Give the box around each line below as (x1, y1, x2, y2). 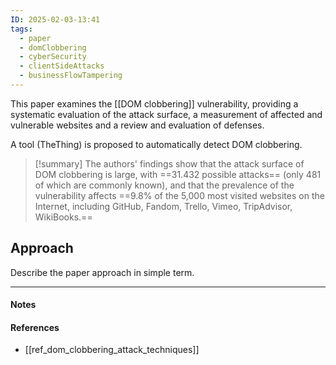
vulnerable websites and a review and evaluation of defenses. (10, 119, 265, 131)
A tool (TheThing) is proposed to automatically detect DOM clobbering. (10, 138, 303, 150)
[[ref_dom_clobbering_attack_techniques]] (24, 344, 200, 356)
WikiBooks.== (34, 211, 93, 223)
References (10, 321, 60, 333)
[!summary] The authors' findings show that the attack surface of (34, 157, 305, 170)
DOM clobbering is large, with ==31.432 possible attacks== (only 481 (34, 168, 322, 180)
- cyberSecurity (19, 52, 87, 62)
